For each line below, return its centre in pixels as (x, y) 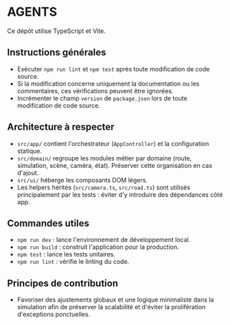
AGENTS (32, 12)
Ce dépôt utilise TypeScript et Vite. (57, 31)
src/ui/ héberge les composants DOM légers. (82, 180)
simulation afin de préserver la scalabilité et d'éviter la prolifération (111, 307)
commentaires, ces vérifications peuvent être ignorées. (95, 91)
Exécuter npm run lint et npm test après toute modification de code (113, 69)
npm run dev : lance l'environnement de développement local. (104, 240)
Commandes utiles (48, 223)
